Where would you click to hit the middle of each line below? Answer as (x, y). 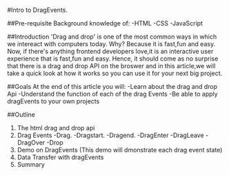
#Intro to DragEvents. (37, 10)
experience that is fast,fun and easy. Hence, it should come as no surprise (113, 59)
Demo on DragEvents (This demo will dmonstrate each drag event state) (120, 150)
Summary (31, 164)
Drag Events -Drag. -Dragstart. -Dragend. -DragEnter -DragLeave (111, 135)
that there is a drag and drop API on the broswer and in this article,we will (111, 66)
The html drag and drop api (56, 128)
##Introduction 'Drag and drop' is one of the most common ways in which (112, 37)
